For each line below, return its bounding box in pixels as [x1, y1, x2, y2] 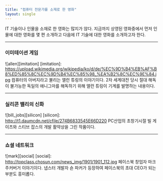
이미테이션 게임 [5, 49, 39, 56]
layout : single [5, 12, 36, 16]
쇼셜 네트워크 [5, 142, 34, 148]
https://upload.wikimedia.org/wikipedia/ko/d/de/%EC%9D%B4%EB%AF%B [5, 66, 157, 72]
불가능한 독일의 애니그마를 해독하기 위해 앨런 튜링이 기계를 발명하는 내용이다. [10, 83, 155, 89]
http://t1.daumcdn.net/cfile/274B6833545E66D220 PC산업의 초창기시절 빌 [5, 118, 152, 124]
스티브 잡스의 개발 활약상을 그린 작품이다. [17, 124, 96, 130]
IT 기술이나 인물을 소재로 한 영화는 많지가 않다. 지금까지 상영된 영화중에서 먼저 [5, 25, 153, 32]
